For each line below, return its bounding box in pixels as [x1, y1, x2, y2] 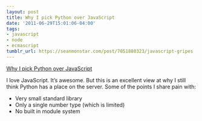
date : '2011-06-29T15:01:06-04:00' [6, 20, 96, 26]
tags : [6, 25, 20, 32]
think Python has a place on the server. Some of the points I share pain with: [6, 83, 197, 90]
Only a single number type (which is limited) [15, 101, 125, 108]
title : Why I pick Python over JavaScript [6, 15, 115, 21]
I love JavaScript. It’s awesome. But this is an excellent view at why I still [6, 76, 186, 83]
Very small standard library [15, 94, 83, 102]
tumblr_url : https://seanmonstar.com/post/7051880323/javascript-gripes [6, 48, 194, 54]
